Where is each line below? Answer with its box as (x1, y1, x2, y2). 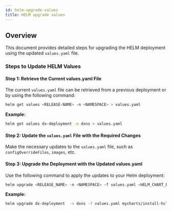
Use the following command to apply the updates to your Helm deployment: (5, 172, 165, 178)
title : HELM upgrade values (5, 12, 66, 17)
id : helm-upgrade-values (5, 7, 58, 13)
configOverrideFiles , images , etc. (5, 149, 76, 155)
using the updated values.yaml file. (5, 50, 79, 56)
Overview (5, 31, 37, 40)
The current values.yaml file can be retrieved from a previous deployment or (5, 87, 166, 93)
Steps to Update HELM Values (5, 63, 81, 70)
